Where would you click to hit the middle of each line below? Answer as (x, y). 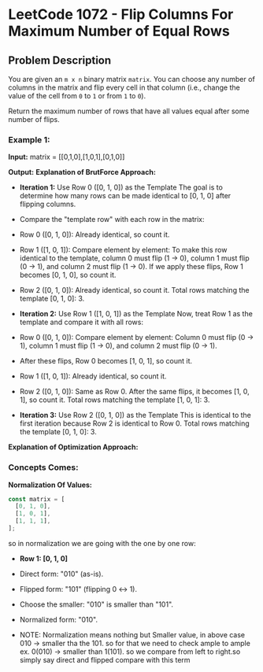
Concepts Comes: (43, 467)
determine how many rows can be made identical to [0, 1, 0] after (125, 196)
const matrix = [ (37, 499)
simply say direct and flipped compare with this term (105, 659)
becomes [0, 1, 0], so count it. (68, 275)
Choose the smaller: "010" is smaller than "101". (96, 604)
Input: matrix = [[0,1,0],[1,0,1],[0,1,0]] (67, 157)
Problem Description (60, 60)
